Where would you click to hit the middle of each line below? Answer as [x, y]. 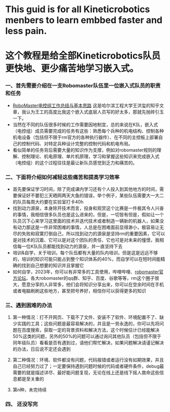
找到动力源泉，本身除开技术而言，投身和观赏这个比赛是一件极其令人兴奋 [88, 208]
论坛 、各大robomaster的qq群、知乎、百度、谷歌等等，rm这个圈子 [86, 278]
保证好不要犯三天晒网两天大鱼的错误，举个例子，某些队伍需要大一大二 [90, 195]
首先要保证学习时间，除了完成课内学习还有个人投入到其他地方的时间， [86, 189]
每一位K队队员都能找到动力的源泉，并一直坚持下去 [70, 246]
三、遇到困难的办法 [29, 305]
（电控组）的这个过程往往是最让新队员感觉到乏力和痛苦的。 [75, 163]
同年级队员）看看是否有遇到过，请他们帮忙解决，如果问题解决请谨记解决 [88, 343]
